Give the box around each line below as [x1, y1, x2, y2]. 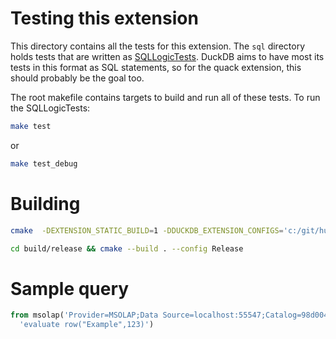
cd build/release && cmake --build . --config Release [10, 243, 244, 254]
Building [10, 192, 81, 215]
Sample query [10, 277, 130, 300]
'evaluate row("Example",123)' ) [19, 320, 155, 330]
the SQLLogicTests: [10, 102, 91, 114]
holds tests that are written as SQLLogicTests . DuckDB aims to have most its [10, 50, 325, 62]
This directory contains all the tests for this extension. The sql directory [10, 40, 305, 52]
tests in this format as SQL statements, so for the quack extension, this [10, 61, 302, 73]
